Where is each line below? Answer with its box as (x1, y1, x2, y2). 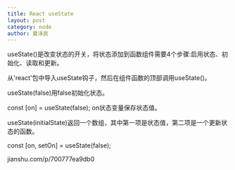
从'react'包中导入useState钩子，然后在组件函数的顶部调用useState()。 (7, 74, 211, 82)
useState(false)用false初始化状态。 (7, 89, 109, 97)
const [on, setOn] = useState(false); (7, 141, 111, 150)
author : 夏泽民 (7, 30, 49, 37)
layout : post (7, 17, 46, 24)
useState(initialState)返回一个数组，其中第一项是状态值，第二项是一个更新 (7, 119, 222, 127)
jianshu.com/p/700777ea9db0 (7, 155, 95, 164)
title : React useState (7, 10, 74, 18)
